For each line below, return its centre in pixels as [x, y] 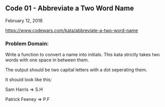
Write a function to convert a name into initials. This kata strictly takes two [82, 55]
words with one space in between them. [47, 60]
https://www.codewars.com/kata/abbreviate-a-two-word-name [72, 30]
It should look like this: [29, 80]
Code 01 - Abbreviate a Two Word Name [70, 8]
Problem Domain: [27, 44]
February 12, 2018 [24, 20]
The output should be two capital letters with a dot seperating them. [76, 70]
